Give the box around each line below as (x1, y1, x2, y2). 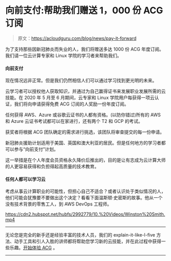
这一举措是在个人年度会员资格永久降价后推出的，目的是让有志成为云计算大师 (5, 157, 166, 163)
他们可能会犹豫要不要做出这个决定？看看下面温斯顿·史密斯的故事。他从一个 (5, 195, 163, 201)
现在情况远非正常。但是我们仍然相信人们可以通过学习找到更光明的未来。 (5, 77, 157, 84)
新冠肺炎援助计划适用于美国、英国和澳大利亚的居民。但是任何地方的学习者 (5, 140, 161, 146)
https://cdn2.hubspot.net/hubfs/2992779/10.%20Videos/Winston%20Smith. (5, 211, 165, 217)
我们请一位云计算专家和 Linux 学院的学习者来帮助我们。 (5, 52, 122, 59)
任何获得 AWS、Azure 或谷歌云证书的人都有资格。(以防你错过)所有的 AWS (5, 112, 161, 118)
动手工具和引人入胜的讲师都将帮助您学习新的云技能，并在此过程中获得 (14, 238, 161, 245)
